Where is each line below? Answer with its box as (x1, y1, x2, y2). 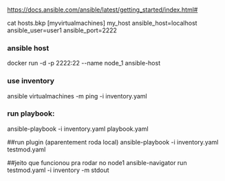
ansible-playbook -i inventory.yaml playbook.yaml (7, 125, 149, 133)
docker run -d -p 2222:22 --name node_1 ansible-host (7, 59, 160, 67)
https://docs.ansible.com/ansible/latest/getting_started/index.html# (7, 6, 198, 14)
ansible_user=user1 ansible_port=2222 (7, 26, 117, 34)
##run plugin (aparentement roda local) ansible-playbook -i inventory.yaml (7, 138, 219, 146)
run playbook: (7, 109, 55, 118)
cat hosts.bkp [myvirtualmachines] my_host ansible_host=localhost (7, 19, 197, 27)
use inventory (7, 76, 55, 86)
